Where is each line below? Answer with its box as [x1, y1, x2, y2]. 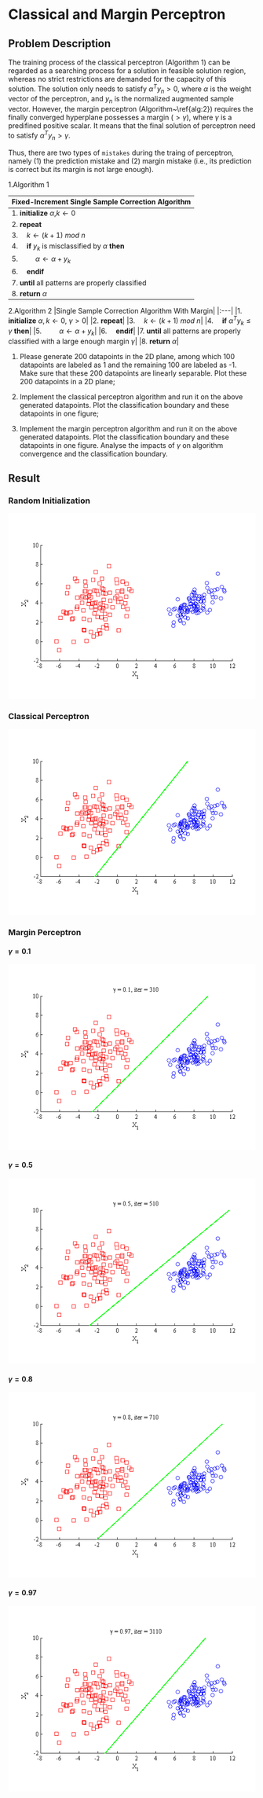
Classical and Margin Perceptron [8, 6, 226, 24]
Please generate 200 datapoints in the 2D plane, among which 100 [19, 351, 236, 361]
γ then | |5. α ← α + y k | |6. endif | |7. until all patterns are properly [8, 326, 241, 337]
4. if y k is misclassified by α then [11, 241, 125, 252]
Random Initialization [8, 495, 91, 506]
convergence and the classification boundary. [19, 449, 169, 458]
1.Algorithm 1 [8, 179, 49, 189]
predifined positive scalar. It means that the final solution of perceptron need [8, 121, 256, 130]
